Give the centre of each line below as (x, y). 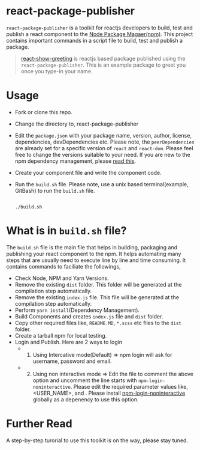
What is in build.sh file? (66, 231)
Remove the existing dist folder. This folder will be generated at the (98, 284)
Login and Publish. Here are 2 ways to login (69, 342)
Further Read (40, 424)
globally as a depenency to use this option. (86, 399)
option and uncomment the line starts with (85, 380)
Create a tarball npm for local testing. (61, 335)
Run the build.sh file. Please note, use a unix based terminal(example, (101, 184)
